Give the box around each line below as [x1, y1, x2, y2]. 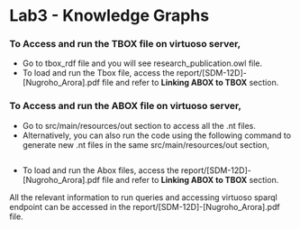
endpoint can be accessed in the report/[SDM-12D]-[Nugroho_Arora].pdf [9, 201, 281, 212]
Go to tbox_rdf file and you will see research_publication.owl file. [22, 58, 263, 69]
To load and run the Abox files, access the [22, 164, 179, 176]
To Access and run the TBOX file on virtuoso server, [9, 38, 241, 50]
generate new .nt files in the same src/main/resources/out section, [22, 139, 270, 150]
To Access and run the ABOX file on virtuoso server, [9, 100, 241, 113]
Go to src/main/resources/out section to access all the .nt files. [22, 120, 257, 131]
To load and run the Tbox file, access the [22, 68, 175, 78]
